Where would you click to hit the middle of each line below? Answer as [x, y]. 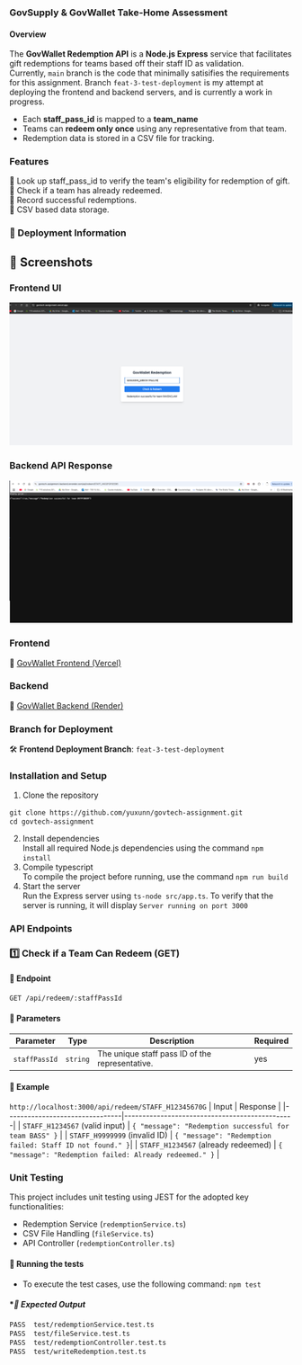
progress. [27, 102]
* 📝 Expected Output [48, 1305]
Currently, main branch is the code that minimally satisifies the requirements [149, 73]
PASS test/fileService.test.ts [70, 1334]
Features [29, 162]
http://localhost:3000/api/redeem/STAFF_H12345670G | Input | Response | [145, 1107]
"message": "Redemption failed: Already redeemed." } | [115, 1155]
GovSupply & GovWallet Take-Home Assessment [119, 13]
